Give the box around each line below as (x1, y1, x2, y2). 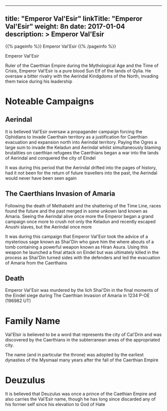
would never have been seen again (5, 175, 77, 181)
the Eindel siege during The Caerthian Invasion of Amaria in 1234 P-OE (5, 292, 150, 298)
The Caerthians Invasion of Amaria (5, 190, 115, 198)
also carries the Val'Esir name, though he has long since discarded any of (5, 396, 156, 402)
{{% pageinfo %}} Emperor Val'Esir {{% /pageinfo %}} (5, 43, 116, 49)
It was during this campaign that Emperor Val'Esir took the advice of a (5, 233, 148, 239)
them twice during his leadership (5, 78, 73, 84)
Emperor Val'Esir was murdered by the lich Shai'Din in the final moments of (5, 287, 159, 293)
